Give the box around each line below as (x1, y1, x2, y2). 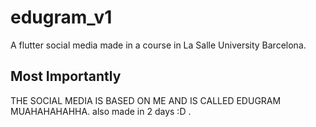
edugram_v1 (10, 6, 113, 29)
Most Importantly (10, 68, 122, 85)
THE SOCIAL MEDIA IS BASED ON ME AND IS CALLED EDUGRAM (10, 94, 282, 106)
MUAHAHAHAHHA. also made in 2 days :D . (10, 105, 192, 117)
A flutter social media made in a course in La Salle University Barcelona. (10, 39, 307, 51)
